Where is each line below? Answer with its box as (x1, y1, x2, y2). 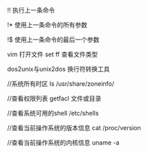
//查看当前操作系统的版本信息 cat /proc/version (7, 124, 142, 132)
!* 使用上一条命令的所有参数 (7, 21, 88, 29)
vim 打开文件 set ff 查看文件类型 (7, 51, 98, 58)
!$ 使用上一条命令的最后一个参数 (7, 35, 100, 44)
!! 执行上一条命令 (7, 6, 55, 14)
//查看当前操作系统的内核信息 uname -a (7, 138, 120, 147)
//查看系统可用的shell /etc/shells (7, 109, 99, 117)
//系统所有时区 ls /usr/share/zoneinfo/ (7, 80, 115, 88)
